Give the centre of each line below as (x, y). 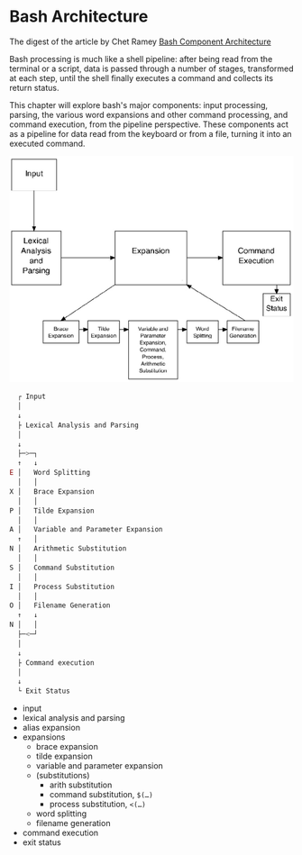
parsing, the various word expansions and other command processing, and (149, 114)
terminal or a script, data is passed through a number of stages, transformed (152, 68)
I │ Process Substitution (62, 587)
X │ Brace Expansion (52, 491)
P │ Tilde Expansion (52, 511)
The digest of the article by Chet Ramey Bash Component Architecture (141, 41)
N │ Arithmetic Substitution (68, 549)
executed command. (47, 143)
